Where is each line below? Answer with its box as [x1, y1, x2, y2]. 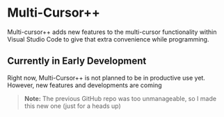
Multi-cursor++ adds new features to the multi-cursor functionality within [7, 28, 217, 36]
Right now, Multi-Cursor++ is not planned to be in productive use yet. [7, 73, 205, 82]
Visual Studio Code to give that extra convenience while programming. [7, 35, 209, 43]
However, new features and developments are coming [7, 81, 162, 89]
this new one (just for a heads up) [24, 102, 122, 110]
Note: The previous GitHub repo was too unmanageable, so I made [24, 94, 217, 102]
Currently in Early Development [7, 55, 147, 67]
